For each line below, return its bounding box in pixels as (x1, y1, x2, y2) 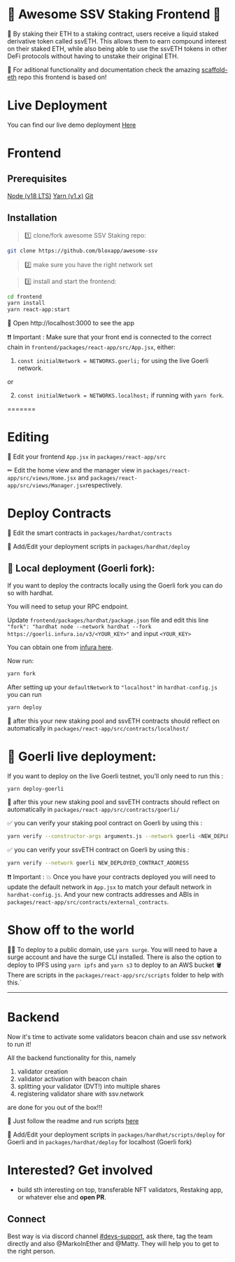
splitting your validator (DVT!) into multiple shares (17, 1083, 161, 1091)
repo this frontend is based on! (17, 73, 107, 81)
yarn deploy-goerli (7, 785, 64, 792)
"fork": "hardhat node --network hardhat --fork (7, 623, 152, 630)
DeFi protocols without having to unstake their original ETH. (7, 52, 179, 60)
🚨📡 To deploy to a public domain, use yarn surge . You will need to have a (7, 946, 218, 954)
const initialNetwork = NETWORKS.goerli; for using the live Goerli (17, 357, 208, 365)
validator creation (17, 1067, 69, 1076)
